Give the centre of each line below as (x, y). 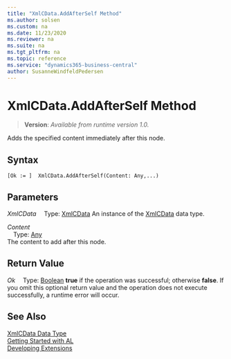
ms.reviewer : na (30, 39)
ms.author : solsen (34, 20)
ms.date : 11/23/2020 (37, 33)
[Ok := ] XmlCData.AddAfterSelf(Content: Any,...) (83, 176)
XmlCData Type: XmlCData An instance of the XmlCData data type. (106, 214)
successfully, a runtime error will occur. (63, 295)
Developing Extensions (40, 348)
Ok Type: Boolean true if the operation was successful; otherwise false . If (115, 280)
